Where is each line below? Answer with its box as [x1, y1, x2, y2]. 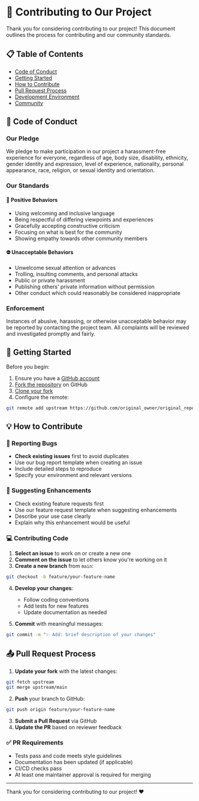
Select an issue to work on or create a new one [14, 550, 131, 557]
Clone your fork [14, 387, 53, 394]
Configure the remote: [14, 393, 69, 401]
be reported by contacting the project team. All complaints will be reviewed [6, 324, 190, 331]
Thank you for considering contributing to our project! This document [6, 25, 176, 32]
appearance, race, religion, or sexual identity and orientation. [6, 167, 155, 174]
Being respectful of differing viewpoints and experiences [14, 216, 153, 223]
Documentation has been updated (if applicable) [14, 758, 133, 765]
